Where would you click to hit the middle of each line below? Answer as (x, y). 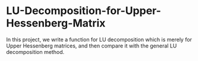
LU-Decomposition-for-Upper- (84, 11)
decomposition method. (35, 52)
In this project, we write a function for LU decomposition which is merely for (99, 39)
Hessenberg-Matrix (56, 23)
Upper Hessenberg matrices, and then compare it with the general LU (92, 46)
